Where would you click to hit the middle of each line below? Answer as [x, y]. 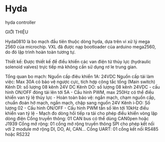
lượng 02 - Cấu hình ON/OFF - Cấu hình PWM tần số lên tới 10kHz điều [77, 108]
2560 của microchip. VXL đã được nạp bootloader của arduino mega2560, [81, 47]
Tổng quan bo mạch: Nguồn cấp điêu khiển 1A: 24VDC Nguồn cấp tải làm [80, 76]
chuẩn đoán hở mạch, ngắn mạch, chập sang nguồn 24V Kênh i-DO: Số [78, 102]
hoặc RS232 [18, 134]
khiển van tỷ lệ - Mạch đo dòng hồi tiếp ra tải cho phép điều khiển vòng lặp [81, 113]
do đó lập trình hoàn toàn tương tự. [40, 52]
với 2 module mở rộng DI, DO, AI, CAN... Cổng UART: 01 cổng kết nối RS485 [82, 129]
